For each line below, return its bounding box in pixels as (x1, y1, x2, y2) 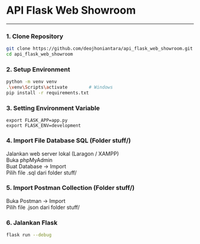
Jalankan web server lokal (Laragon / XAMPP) (6, 150, 119, 157)
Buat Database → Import (6, 162, 67, 170)
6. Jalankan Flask (6, 218, 58, 227)
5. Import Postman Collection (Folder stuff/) (6, 184, 135, 192)
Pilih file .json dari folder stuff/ (6, 204, 80, 211)
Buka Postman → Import (6, 197, 65, 204)
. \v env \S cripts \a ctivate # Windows (6, 85, 113, 90)
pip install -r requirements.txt (6, 90, 89, 96)
